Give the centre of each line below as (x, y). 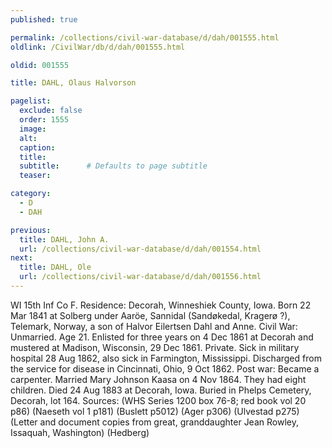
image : (33, 129)
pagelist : (31, 101)
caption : (37, 147)
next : (21, 258)
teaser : (35, 176)
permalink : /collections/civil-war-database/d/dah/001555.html (145, 37)
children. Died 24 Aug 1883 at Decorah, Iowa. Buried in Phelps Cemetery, (161, 390)
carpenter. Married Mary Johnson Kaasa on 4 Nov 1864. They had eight (158, 379)
